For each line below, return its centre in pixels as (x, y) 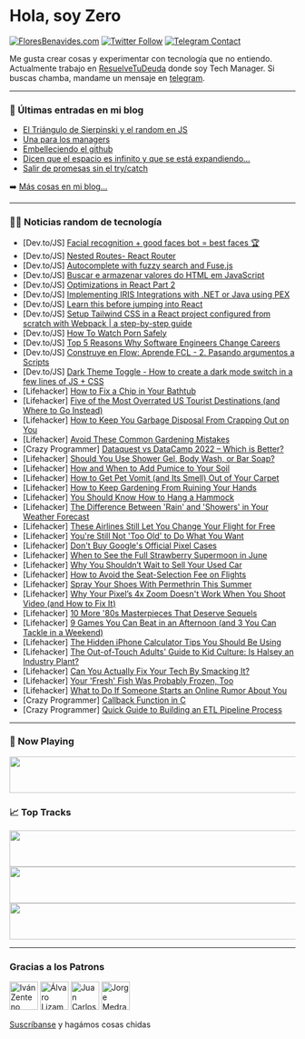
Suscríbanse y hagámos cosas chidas (80, 1024)
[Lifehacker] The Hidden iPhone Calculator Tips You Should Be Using (152, 642)
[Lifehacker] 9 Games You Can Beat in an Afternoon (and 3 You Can (149, 623)
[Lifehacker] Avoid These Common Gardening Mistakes (126, 439)
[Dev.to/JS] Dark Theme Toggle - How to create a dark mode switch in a (157, 371)
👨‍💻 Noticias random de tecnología (86, 222)
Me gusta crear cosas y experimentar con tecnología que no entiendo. (141, 58)
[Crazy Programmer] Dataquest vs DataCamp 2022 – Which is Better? (153, 449)
